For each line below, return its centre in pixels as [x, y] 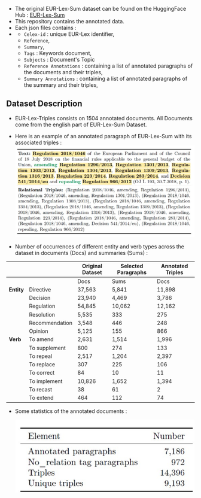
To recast [41, 389]
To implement [46, 381]
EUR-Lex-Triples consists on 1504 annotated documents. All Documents [103, 118]
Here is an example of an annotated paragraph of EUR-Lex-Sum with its [103, 136]
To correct [42, 373]
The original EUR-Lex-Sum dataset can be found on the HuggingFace [100, 9]
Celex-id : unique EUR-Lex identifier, [69, 34]
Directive [40, 289]
